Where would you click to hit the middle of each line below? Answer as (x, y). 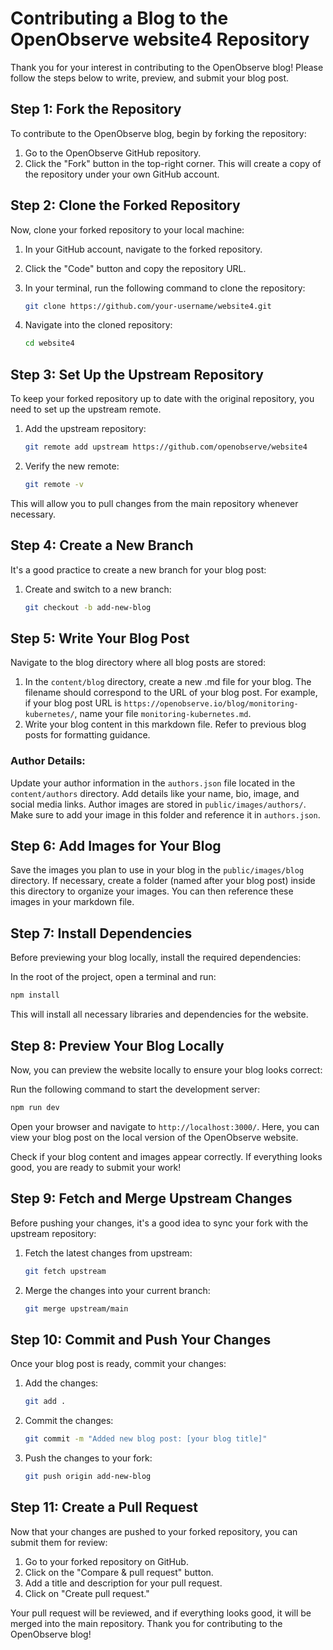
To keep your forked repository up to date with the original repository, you (162, 399)
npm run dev (35, 1107)
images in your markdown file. (72, 902)
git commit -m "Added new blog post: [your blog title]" (146, 1439)
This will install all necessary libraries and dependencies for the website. (159, 1014)
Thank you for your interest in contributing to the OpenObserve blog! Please (167, 67)
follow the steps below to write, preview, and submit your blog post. (150, 78)
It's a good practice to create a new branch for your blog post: (138, 569)
